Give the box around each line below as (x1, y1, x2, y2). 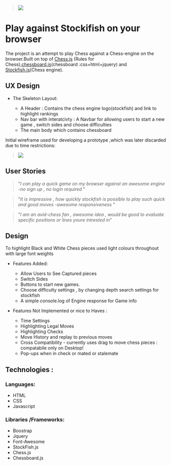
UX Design (5, 82, 40, 90)
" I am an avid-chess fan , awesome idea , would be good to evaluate (17, 211, 164, 218)
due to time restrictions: (5, 142, 56, 148)
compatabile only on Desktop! (20, 345, 84, 351)
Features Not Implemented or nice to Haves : (12, 308, 108, 314)
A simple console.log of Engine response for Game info (20, 298, 137, 304)
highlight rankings (20, 110, 59, 116)
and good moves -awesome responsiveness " (17, 201, 115, 207)
